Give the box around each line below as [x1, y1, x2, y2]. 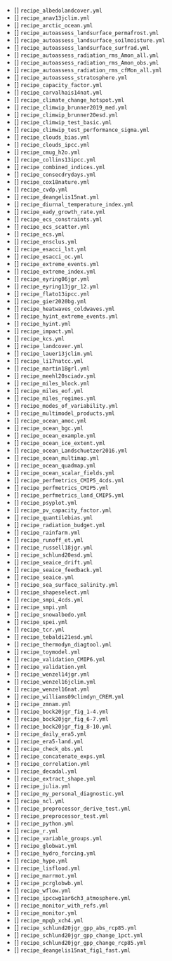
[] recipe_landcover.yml [13, 342, 84, 350]
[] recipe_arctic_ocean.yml [13, 21, 93, 29]
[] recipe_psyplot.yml [13, 498, 77, 506]
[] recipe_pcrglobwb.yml [13, 879, 84, 887]
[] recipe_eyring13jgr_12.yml [13, 282, 100, 290]
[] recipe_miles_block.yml [13, 379, 90, 387]
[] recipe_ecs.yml [13, 230, 65, 238]
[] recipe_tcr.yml [13, 625, 65, 633]
